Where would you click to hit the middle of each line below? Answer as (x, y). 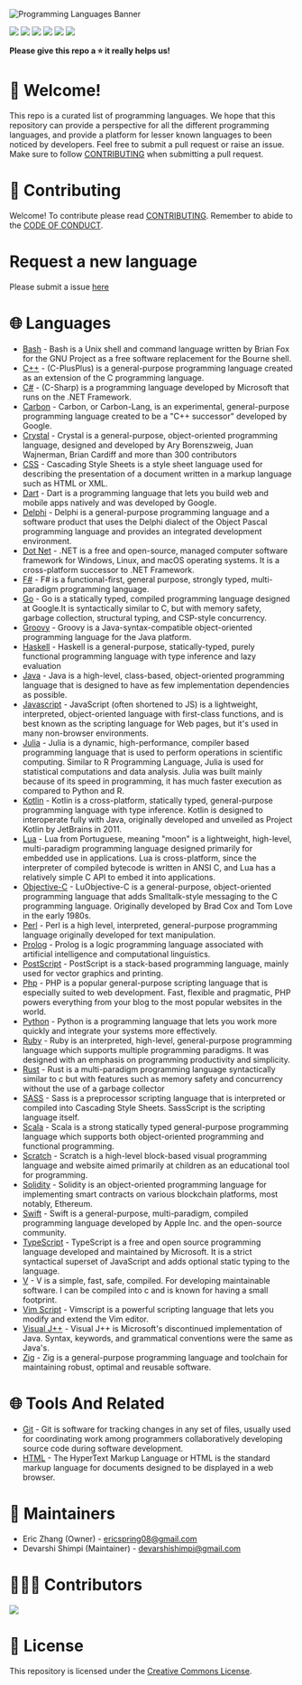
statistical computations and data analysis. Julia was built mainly (142, 771)
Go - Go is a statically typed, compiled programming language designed (156, 598)
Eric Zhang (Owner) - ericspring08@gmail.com (110, 1539)
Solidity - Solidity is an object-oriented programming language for (145, 1184)
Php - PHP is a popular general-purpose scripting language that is (145, 983)
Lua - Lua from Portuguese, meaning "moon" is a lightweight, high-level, (157, 838)
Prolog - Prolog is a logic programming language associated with (143, 944)
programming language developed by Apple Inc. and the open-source (152, 1223)
